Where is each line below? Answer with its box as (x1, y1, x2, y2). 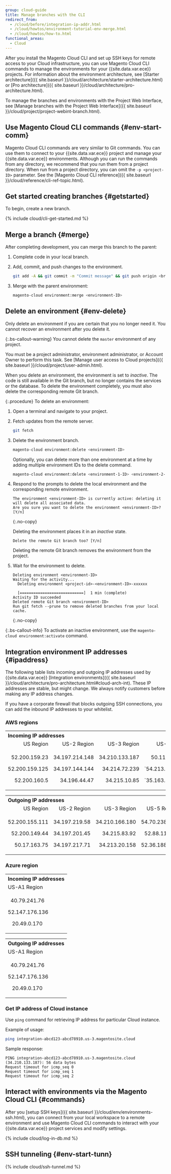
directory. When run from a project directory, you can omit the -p (5, 166, 141, 172)
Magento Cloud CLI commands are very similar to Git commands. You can (5, 144, 160, 151)
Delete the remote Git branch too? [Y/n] (12, 538, 102, 544)
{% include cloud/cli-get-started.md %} (5, 215, 89, 221)
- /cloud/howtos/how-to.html (10, 31, 72, 36)
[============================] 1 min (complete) (17, 590, 127, 596)
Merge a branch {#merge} (5, 230, 90, 239)
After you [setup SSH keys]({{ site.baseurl (5, 1109, 94, 1115)
